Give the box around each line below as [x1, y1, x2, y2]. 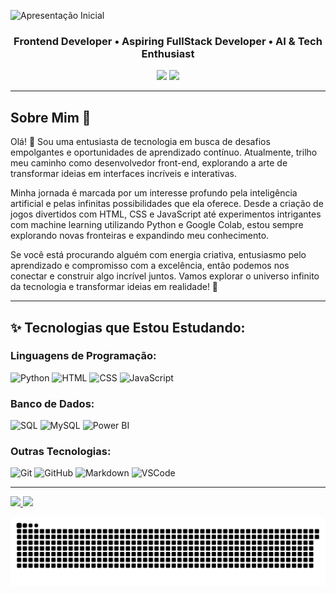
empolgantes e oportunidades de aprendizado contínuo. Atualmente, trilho [10, 146, 318, 159]
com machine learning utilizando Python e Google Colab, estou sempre [10, 219, 304, 231]
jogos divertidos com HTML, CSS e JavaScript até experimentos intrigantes [10, 208, 322, 220]
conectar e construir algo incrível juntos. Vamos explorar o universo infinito [10, 270, 320, 282]
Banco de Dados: [10, 396, 95, 410]
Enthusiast [141, 46, 195, 60]
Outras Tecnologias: [10, 445, 112, 459]
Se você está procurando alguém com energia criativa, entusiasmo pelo [10, 249, 307, 261]
